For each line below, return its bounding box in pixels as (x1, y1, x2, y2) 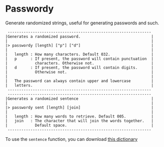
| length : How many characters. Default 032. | (5, 52, 154, 57)
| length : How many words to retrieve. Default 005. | (5, 114, 154, 119)
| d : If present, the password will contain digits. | (5, 65, 154, 70)
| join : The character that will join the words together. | (5, 118, 154, 123)
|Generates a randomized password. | (5, 34, 154, 39)
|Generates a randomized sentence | (5, 96, 154, 101)
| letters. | (5, 83, 154, 88)
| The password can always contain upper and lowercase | (5, 78, 154, 84)
